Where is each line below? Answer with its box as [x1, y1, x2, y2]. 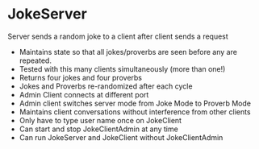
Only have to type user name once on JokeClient [19, 115, 182, 125]
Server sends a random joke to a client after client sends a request [7, 31, 229, 41]
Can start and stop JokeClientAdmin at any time [19, 124, 178, 134]
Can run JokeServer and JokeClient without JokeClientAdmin [19, 132, 223, 142]
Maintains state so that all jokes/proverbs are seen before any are [19, 47, 237, 56]
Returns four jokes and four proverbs [19, 72, 143, 82]
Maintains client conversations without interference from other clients [19, 106, 251, 117]
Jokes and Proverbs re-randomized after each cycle [19, 81, 193, 91]
